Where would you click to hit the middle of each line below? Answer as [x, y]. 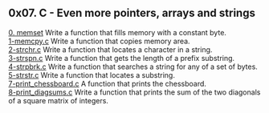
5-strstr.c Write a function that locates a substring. [92, 75]
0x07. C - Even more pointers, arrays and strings [132, 13]
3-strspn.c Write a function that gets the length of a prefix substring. [122, 58]
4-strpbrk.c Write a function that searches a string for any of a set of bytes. [133, 67]
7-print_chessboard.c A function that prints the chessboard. [108, 83]
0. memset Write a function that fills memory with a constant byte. [118, 32]
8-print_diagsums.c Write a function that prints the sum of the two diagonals [134, 92]
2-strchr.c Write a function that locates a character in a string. [110, 49]
